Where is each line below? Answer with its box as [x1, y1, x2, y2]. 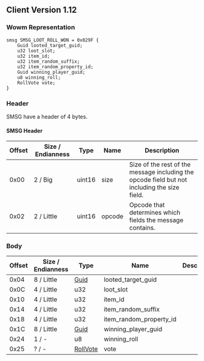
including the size [129, 183, 180, 191]
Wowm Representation [6, 23, 75, 32]
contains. [129, 224, 156, 232]
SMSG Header [6, 127, 43, 134]
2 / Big [33, 176, 53, 184]
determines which [129, 209, 181, 217]
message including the [129, 168, 194, 176]
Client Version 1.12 [6, 5, 77, 15]
